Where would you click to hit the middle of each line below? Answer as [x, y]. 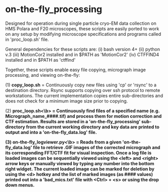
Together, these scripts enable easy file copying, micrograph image [75, 70]
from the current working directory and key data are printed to [93, 127]
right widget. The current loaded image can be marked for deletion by [80, 169]
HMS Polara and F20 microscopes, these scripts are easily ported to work [82, 28]
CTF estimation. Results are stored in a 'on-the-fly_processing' [73, 121]
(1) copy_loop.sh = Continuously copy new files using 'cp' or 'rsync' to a [81, 85]
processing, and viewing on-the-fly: [43, 75]
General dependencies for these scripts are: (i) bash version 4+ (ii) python [83, 49]
